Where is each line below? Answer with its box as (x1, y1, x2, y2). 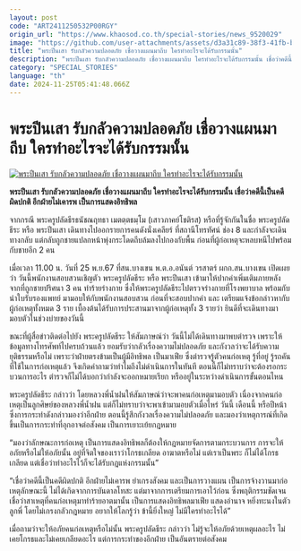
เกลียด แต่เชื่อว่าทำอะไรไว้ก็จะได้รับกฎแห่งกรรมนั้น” (9, 457, 159, 468)
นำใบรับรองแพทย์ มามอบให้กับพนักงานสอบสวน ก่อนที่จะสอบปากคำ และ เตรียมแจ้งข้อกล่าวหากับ (9, 292, 290, 303)
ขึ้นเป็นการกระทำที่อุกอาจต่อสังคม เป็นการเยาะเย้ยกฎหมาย (9, 418, 177, 430)
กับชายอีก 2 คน (9, 244, 56, 255)
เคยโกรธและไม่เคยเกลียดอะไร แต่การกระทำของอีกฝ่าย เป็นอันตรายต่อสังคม (9, 533, 227, 544)
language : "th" (9, 72, 66, 81)
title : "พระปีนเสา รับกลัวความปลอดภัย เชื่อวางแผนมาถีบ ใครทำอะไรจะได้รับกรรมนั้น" (9, 47, 244, 56)
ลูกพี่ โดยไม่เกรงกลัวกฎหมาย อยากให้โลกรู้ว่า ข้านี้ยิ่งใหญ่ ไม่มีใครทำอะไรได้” (9, 505, 231, 516)
